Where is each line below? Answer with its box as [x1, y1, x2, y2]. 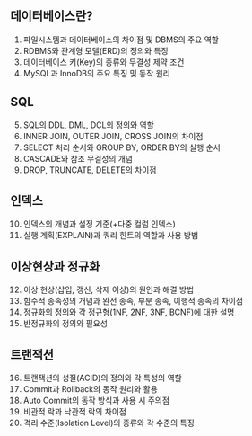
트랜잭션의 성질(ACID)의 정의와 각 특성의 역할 [22, 372, 182, 384]
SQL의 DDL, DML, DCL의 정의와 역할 [22, 120, 155, 130]
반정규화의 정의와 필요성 [22, 318, 109, 329]
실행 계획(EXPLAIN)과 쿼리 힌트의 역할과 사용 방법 [22, 230, 199, 241]
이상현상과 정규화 [10, 259, 100, 274]
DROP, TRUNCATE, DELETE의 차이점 [22, 165, 157, 175]
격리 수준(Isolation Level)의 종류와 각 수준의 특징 [22, 417, 196, 429]
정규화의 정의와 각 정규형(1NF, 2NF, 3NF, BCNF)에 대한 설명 [22, 307, 235, 317]
